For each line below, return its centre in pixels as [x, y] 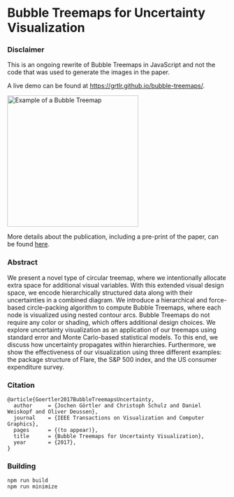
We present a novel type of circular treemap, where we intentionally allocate [117, 277]
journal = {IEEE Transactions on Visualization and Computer [109, 418]
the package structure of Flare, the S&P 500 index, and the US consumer [112, 359]
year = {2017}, [45, 442]
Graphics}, [23, 424]
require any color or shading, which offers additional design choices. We [111, 322]
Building [22, 466]
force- [218, 300]
